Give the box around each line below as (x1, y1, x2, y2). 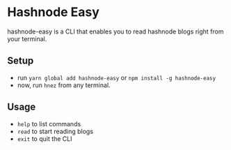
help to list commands (17, 119, 81, 128)
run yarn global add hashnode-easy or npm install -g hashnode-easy (17, 73, 216, 82)
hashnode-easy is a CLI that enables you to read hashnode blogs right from (7, 27, 224, 36)
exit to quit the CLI (17, 134, 72, 143)
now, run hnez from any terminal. (17, 81, 111, 89)
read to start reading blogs (17, 127, 94, 135)
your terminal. (7, 34, 47, 43)
